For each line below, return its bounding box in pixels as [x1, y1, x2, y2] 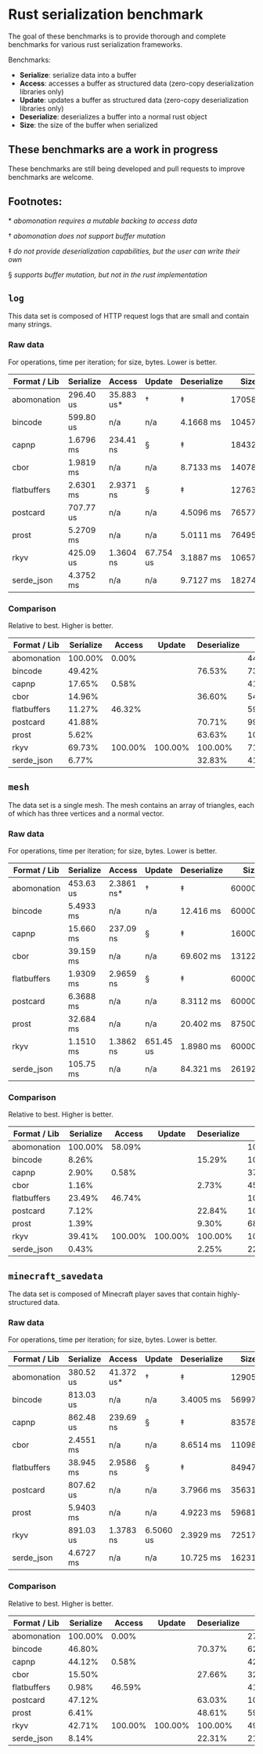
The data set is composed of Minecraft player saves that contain [8, 1289, 216, 1299]
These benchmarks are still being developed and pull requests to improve [8, 163, 245, 174]
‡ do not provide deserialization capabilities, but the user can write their [8, 246, 240, 256]
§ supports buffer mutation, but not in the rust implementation [8, 269, 207, 280]
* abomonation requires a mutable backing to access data [8, 216, 198, 225]
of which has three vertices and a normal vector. [8, 809, 164, 818]
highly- [217, 1289, 240, 1299]
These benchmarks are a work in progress [8, 143, 218, 156]
